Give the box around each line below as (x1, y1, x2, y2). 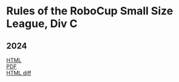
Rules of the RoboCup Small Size (6, 4, 174, 18)
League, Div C (6, 17, 77, 31)
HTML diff (6, 69, 31, 76)
